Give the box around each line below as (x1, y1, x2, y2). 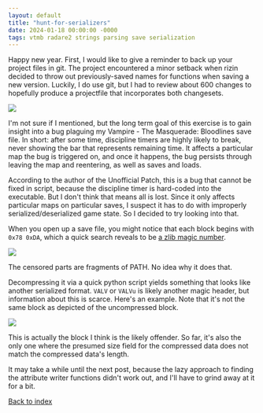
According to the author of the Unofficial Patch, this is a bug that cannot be (8, 175, 252, 185)
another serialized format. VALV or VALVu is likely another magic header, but (8, 286, 250, 296)
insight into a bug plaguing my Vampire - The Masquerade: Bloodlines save (8, 127, 252, 136)
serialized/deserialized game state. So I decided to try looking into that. (8, 209, 239, 219)
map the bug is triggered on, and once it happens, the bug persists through (8, 152, 252, 161)
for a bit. (8, 382, 35, 391)
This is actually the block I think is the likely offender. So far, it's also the (8, 333, 242, 342)
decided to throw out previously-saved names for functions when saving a (8, 72, 250, 81)
